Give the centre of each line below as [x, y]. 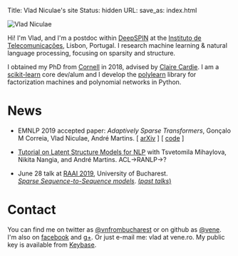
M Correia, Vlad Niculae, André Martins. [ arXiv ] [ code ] [101, 138]
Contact [32, 210]
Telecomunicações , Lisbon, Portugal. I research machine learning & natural [118, 45]
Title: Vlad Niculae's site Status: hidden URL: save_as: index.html [102, 10]
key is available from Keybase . [52, 245]
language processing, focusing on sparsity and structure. [92, 53]
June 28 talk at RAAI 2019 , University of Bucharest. [93, 173]
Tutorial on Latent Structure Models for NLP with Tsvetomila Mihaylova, [122, 152]
